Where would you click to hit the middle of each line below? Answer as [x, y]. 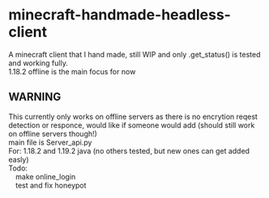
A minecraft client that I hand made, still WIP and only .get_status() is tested [134, 54]
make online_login [46, 176]
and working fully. [38, 63]
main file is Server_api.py [50, 142]
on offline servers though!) [53, 133]
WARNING [35, 97]
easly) [19, 159]
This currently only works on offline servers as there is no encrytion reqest [133, 116]
